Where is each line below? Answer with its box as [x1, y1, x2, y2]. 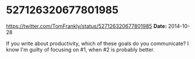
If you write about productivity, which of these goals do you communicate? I [6, 40, 189, 47]
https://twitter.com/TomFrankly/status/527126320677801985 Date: [6, 23, 168, 30]
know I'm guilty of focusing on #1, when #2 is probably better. [6, 46, 155, 53]
